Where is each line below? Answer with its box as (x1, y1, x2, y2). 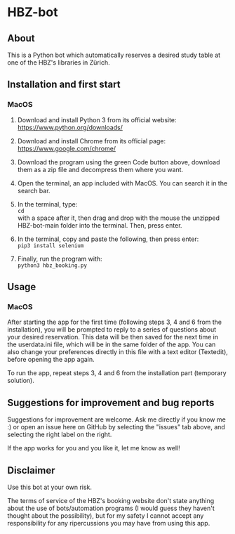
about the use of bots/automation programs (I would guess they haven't (7, 504, 215, 512)
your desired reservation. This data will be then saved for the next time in (7, 333, 219, 341)
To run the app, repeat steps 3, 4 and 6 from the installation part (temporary (7, 369, 227, 377)
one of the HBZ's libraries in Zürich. (7, 58, 110, 67)
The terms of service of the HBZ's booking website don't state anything (7, 497, 215, 504)
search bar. (17, 186, 51, 195)
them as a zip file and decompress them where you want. (17, 165, 184, 174)
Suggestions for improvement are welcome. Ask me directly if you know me (7, 415, 226, 424)
